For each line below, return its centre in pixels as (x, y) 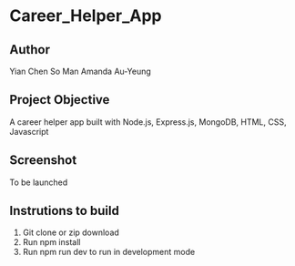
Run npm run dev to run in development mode (109, 252)
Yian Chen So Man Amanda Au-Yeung (81, 71)
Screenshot (43, 160)
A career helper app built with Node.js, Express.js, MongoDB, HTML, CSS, (148, 122)
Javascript (29, 131)
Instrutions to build (65, 211)
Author (30, 50)
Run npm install (51, 242)
